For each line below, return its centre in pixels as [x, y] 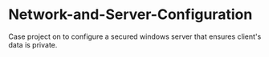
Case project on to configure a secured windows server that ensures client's [135, 36]
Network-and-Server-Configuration [130, 15]
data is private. [33, 44]
